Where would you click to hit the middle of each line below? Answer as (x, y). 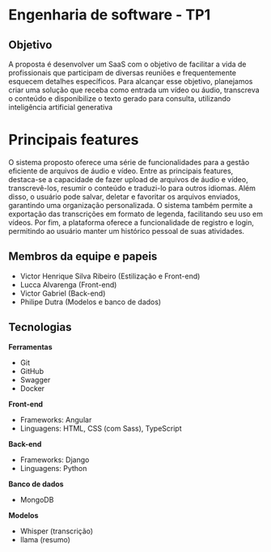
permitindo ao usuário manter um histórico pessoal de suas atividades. (127, 231)
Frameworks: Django (55, 460)
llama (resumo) (45, 539)
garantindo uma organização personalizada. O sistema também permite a (131, 205)
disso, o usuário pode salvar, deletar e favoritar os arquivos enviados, (124, 197)
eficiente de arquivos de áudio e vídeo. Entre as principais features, (121, 171)
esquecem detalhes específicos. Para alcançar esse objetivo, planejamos (131, 81)
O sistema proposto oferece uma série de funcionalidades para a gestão (129, 162)
